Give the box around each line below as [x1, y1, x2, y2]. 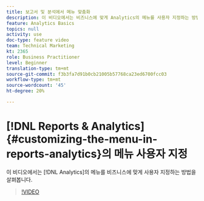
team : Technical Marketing [6, 43, 75, 49]
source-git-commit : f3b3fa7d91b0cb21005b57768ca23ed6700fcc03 [6, 71, 167, 77]
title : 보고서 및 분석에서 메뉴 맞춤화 [6, 9, 90, 15]
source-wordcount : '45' [6, 83, 67, 89]
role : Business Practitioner [6, 54, 80, 60]
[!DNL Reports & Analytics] [6, 120, 144, 134]
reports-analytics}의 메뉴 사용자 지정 [6, 147, 188, 161]
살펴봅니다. [6, 175, 33, 183]
